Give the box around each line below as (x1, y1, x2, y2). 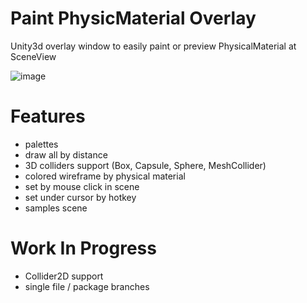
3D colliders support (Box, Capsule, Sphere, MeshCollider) (24, 159, 267, 171)
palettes (24, 138, 59, 150)
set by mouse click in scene (24, 180, 140, 192)
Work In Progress (10, 237, 157, 260)
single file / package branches (24, 280, 150, 292)
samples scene (24, 202, 88, 214)
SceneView (10, 50, 57, 62)
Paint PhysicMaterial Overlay (10, 7, 257, 30)
